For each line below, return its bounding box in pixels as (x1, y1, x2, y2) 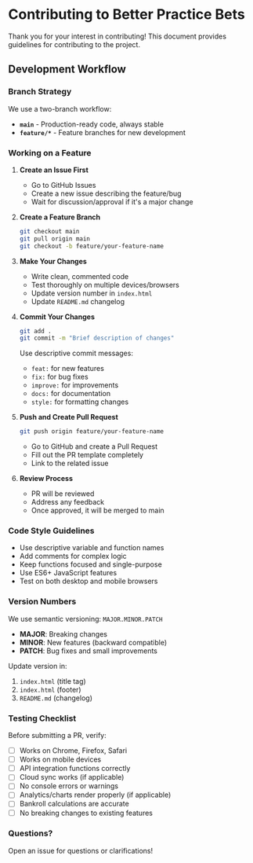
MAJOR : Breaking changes (19, 629, 108, 638)
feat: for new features (31, 364, 104, 373)
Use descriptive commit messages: (19, 348, 133, 358)
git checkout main (19, 227, 80, 235)
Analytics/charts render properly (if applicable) (19, 790, 172, 799)
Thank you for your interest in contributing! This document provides (8, 31, 227, 41)
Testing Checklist (8, 713, 77, 724)
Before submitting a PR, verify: (8, 731, 107, 740)
